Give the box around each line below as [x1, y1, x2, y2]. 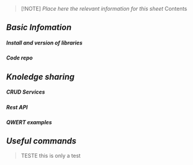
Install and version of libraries [6, 39, 83, 46]
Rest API [6, 103, 28, 110]
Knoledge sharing [6, 71, 75, 82]
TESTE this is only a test [20, 152, 81, 159]
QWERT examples [6, 119, 52, 126]
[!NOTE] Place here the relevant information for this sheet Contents [20, 5, 188, 12]
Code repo [6, 54, 33, 62]
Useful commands [6, 136, 77, 146]
